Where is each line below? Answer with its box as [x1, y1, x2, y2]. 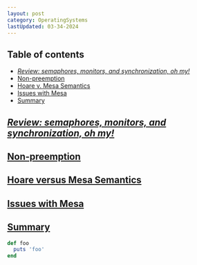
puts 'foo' [13, 246, 45, 253]
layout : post [7, 10, 45, 17]
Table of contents [7, 48, 84, 60]
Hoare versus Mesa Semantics [7, 174, 142, 186]
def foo [7, 239, 30, 246]
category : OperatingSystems [7, 17, 88, 24]
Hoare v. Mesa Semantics [17, 82, 91, 90]
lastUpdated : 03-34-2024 [7, 23, 79, 30]
